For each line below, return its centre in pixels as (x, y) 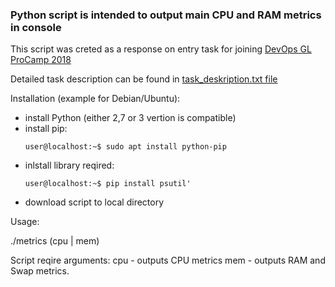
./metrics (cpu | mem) (55, 241)
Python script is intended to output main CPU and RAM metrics (166, 15)
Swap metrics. (40, 271)
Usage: (25, 222)
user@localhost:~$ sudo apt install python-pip (125, 147)
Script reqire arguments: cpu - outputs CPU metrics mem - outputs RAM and (168, 260)
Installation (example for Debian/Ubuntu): (95, 99)
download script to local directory (94, 202)
